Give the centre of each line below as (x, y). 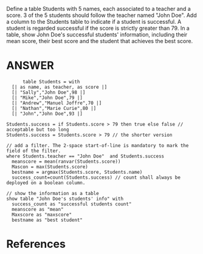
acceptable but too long (38, 129)
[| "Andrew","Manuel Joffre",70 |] (57, 103)
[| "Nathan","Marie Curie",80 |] (54, 108)
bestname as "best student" (47, 220)
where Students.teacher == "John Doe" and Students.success (85, 156)
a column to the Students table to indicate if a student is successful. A (94, 22)
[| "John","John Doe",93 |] (47, 114)
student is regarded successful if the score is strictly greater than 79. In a (98, 28)
